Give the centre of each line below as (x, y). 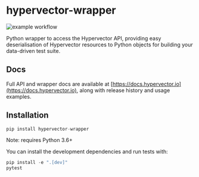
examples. (19, 96)
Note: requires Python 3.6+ (39, 140)
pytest (14, 168)
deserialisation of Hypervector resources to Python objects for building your (100, 45)
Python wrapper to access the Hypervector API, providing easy (84, 38)
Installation (27, 116)
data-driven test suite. (33, 50)
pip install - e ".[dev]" (37, 163)
